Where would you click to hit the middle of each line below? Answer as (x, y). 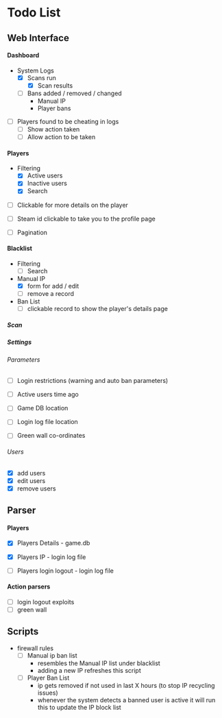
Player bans (54, 108)
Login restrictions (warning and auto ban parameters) (92, 381)
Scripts (23, 632)
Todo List (34, 13)
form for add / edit (53, 286)
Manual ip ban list (52, 655)
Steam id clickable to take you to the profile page (86, 219)
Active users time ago (48, 395)
